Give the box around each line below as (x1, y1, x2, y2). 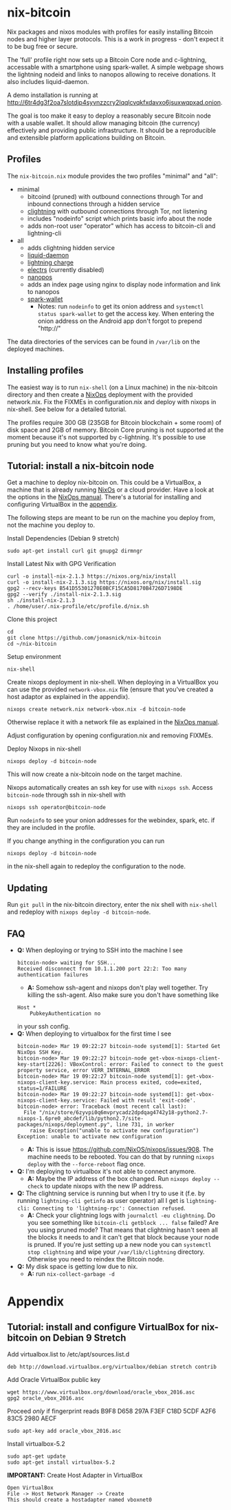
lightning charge (27, 258, 74, 266)
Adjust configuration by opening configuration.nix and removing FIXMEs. (7, 731, 213, 740)
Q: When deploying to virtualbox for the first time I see (16, 1029, 172, 1038)
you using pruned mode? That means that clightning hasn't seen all (27, 1226, 218, 1234)
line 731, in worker (115, 1121, 175, 1128)
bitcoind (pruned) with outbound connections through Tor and (27, 192, 203, 200)
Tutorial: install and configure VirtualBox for (7, 1321, 199, 1333)
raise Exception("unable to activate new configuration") (30, 1127, 199, 1134)
